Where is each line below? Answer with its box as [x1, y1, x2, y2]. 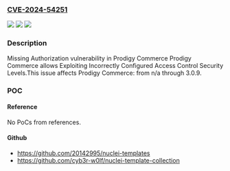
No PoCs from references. [7, 118, 81, 126]
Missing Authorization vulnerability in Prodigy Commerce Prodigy [7, 54, 192, 62]
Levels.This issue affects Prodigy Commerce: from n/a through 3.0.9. [7, 69, 202, 77]
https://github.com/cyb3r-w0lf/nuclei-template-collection [16, 156, 180, 164]
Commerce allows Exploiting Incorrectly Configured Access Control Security [7, 61, 224, 69]
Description [7, 38, 47, 48]
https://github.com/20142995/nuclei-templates [16, 149, 150, 157]
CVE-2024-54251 [7, 5, 68, 14]
